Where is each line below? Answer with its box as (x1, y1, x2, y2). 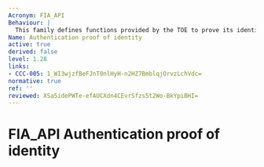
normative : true (8, 77, 61, 85)
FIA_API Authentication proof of (8, 125, 220, 143)
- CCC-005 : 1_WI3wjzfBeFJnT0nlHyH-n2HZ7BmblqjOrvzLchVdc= (8, 70, 202, 78)
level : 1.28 (8, 56, 47, 64)
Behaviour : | (8, 19, 51, 27)
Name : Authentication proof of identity (8, 33, 143, 42)
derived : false (8, 48, 58, 56)
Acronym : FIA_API (8, 11, 65, 20)
